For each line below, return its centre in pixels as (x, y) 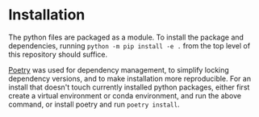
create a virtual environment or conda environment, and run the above (125, 95)
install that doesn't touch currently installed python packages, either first (129, 87)
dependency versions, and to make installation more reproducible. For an (130, 78)
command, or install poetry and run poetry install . (94, 104)
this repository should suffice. (58, 54)
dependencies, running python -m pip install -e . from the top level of (129, 45)
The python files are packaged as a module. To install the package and (126, 37)
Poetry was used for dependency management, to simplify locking (119, 69)
